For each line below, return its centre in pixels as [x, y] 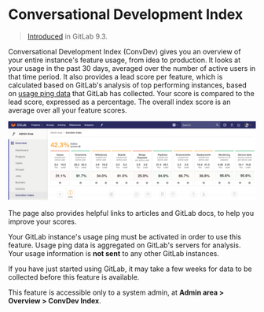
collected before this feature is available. [74, 277]
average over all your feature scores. [68, 110]
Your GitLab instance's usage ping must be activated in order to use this [125, 237]
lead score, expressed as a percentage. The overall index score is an [119, 102]
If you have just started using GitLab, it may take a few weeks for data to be [130, 269]
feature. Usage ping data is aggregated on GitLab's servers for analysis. [125, 245]
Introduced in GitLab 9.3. [68, 36]
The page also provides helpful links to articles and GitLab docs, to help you [131, 214]
